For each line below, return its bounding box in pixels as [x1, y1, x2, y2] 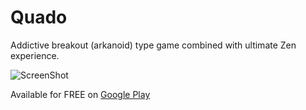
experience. [10, 49, 60, 61]
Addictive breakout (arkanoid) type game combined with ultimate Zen [10, 39, 297, 51]
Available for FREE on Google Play [10, 88, 151, 100]
